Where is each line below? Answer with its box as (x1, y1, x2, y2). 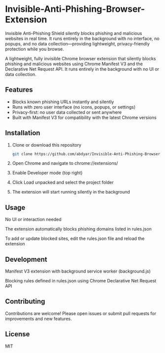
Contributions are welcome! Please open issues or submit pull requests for (5, 310, 157, 316)
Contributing (5, 297, 45, 306)
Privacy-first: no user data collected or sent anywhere (12, 109, 122, 115)
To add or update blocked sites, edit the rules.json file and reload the (5, 235, 145, 241)
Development (5, 255, 48, 264)
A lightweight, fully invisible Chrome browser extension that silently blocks (5, 55, 156, 61)
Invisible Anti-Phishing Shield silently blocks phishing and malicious (5, 30, 142, 36)
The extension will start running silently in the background (12, 189, 131, 195)
